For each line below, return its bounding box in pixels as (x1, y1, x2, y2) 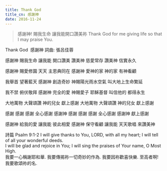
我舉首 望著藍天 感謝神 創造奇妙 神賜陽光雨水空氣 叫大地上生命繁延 (5, 78, 143, 85)
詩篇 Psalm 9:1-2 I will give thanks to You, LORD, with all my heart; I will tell (5, 132, 158, 138)
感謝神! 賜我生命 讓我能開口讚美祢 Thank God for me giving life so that (17, 31, 162, 37)
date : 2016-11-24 (5, 16, 41, 21)
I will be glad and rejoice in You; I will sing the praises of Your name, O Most (5, 143, 161, 149)
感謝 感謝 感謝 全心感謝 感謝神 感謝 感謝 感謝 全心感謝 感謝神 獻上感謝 (5, 110, 149, 116)
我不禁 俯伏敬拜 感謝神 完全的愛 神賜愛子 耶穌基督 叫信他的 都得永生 (5, 89, 145, 95)
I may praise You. (17, 36, 53, 42)
